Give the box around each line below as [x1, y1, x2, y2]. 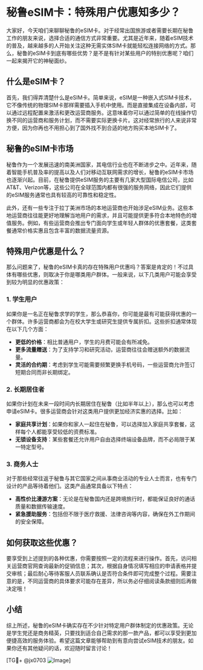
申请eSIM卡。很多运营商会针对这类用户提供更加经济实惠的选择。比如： [6, 407, 183, 415]
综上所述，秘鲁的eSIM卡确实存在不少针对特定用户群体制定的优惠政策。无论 [6, 621, 194, 629]
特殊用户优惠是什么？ [6, 246, 86, 256]
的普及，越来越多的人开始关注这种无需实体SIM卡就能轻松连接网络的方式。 [6, 42, 191, 49]
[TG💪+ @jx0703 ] [6, 656, 71, 664]
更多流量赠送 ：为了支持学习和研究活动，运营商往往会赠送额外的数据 [14, 346, 185, 353]
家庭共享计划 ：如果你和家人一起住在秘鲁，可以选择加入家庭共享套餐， [14, 420, 190, 427]
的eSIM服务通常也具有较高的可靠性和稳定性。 [6, 191, 120, 198]
